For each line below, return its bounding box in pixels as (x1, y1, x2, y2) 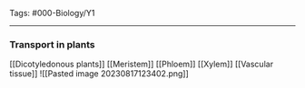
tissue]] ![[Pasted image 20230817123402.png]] (9, 68, 189, 79)
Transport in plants (9, 38, 95, 50)
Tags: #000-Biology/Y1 (9, 8, 95, 18)
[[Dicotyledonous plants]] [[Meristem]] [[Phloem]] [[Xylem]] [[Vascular (9, 58, 274, 70)
